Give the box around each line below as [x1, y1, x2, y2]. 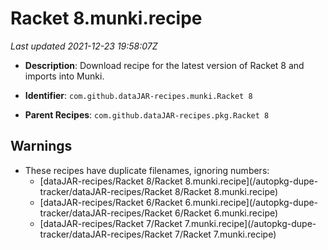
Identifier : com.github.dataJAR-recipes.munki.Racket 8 [24, 89, 253, 101]
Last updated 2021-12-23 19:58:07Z [10, 40, 158, 52]
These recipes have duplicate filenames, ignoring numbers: [24, 164, 270, 176]
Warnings [10, 138, 73, 155]
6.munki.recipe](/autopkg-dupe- [184, 196, 319, 208]
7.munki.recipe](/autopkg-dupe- [184, 217, 317, 229]
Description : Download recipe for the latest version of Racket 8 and [24, 59, 305, 71]
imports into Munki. [24, 70, 105, 82]
